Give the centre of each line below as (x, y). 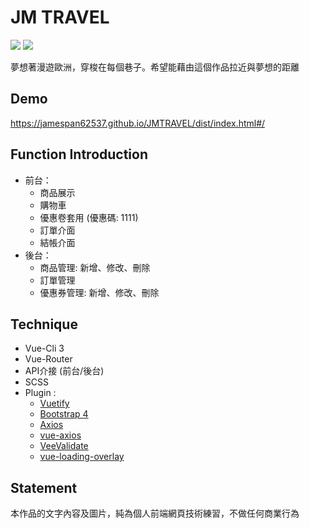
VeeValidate (64, 446)
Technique (44, 324)
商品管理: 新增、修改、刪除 (95, 267)
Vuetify (54, 403)
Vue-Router (48, 359)
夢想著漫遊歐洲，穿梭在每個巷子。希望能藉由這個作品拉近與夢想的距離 (155, 67)
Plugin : (40, 393)
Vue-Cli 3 (44, 348)
